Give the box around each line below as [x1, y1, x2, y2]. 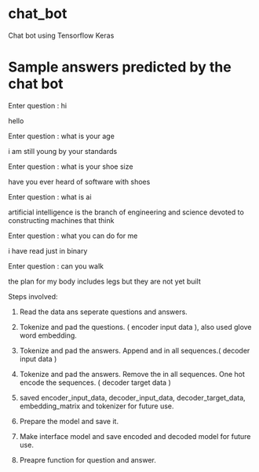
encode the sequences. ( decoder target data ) [19, 378, 171, 387]
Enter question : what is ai [8, 192, 92, 201]
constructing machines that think [8, 215, 115, 225]
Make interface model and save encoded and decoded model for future [19, 431, 251, 441]
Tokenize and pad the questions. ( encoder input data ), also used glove [19, 322, 253, 331]
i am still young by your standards [8, 146, 118, 156]
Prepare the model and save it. [19, 416, 119, 426]
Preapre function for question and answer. [19, 455, 157, 464]
